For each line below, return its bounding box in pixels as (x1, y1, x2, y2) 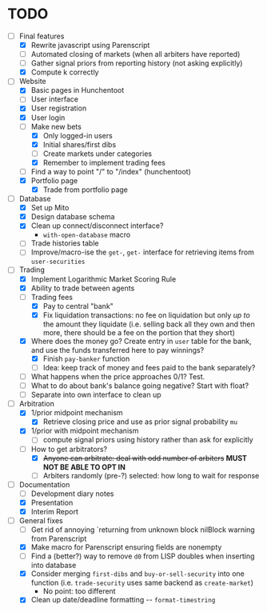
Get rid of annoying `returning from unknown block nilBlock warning (30, 525, 255, 534)
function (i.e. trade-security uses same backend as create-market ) (30, 578, 253, 588)
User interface (30, 94, 79, 104)
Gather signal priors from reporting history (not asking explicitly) (30, 58, 243, 68)
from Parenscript (30, 534, 87, 544)
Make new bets (30, 122, 82, 131)
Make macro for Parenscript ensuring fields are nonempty (30, 542, 222, 552)
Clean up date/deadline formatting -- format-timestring (30, 595, 216, 605)
